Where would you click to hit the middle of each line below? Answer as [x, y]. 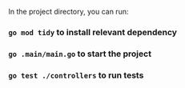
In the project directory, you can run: [68, 12]
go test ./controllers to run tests [76, 75]
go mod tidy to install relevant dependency [93, 32]
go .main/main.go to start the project [80, 54]
